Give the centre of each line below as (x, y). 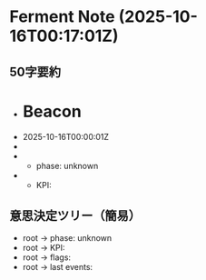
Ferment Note (62, 17)
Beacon (52, 111)
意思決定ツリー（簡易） (75, 215)
